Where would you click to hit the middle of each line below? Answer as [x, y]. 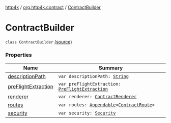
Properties [19, 55]
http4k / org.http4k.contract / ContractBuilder [53, 7]
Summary [111, 68]
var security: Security [87, 113]
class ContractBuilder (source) [39, 42]
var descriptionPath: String [93, 76]
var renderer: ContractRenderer [97, 97]
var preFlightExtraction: [90, 84]
